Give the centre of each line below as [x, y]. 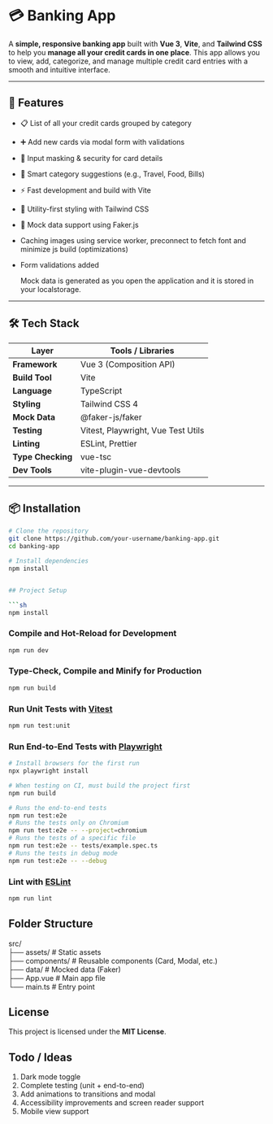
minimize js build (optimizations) [74, 249]
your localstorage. [50, 289]
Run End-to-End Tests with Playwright [85, 747]
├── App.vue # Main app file [57, 978]
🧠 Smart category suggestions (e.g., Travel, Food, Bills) [113, 174]
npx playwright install [49, 771]
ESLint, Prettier [108, 443]
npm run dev [28, 650]
